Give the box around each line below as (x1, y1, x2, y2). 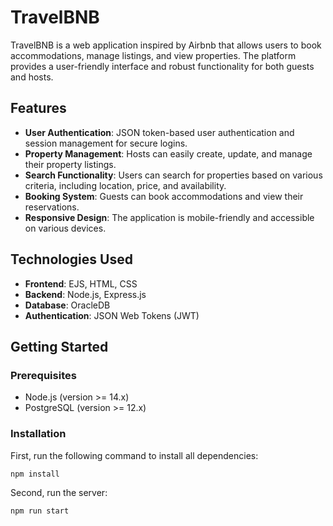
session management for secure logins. (24, 137, 188, 149)
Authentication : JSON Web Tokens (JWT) (24, 309, 200, 321)
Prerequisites (10, 368, 77, 382)
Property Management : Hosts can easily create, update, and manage (24, 147, 313, 160)
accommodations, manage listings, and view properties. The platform (10, 49, 297, 61)
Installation (10, 427, 67, 441)
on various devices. (24, 222, 107, 234)
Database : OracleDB (24, 299, 111, 311)
